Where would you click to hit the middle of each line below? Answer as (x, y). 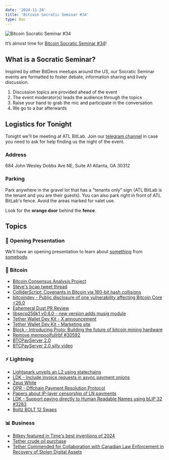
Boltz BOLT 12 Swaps (35, 409)
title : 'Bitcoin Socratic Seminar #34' (47, 15)
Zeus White (24, 383)
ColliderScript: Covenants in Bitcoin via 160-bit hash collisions (77, 292)
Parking (15, 179)
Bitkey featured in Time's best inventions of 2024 (64, 436)
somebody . (17, 257)
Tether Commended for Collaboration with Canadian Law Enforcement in (88, 447)
